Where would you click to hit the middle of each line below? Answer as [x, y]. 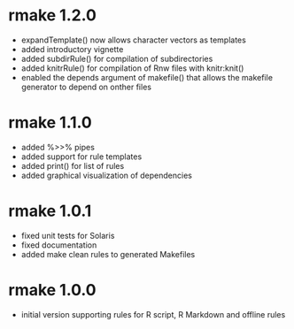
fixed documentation [59, 245]
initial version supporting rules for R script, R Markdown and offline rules [153, 314]
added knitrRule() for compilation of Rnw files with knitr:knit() [132, 68]
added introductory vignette [72, 49]
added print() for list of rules [73, 165]
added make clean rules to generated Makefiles [108, 254]
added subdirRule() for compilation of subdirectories [117, 58]
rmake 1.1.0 [50, 122]
